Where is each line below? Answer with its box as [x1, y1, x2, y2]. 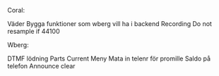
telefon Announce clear [7, 62, 76, 70]
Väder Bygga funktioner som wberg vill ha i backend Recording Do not [7, 20, 212, 27]
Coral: [7, 6, 25, 14]
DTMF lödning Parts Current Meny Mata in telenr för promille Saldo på [7, 54, 211, 63]
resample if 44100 [7, 27, 60, 35]
